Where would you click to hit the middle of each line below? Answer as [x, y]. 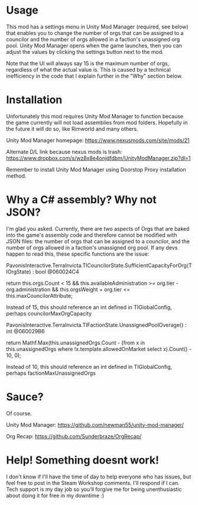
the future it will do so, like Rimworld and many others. [72, 128]
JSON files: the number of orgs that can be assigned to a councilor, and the [98, 241]
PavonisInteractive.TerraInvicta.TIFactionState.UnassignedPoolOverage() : [96, 325]
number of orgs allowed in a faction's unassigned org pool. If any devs [92, 247]
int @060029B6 [25, 331]
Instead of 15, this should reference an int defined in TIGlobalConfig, [89, 307]
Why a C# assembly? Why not [81, 200]
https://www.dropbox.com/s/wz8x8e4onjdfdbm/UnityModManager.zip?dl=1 [98, 158]
